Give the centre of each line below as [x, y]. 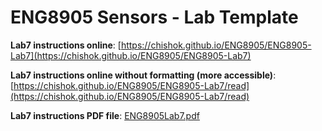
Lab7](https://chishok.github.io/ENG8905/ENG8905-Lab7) [131, 55]
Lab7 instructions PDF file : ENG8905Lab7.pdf [105, 115]
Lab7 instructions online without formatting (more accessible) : [143, 75]
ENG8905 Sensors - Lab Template [154, 17]
